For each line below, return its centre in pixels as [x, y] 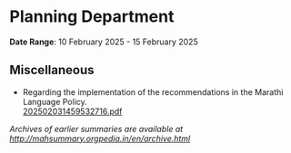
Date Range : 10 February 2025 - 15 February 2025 [104, 42]
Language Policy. [55, 101]
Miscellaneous [52, 70]
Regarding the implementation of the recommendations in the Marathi [153, 91]
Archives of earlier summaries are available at [96, 129]
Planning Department [92, 17]
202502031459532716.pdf [72, 111]
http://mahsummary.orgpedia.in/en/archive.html [100, 139]
